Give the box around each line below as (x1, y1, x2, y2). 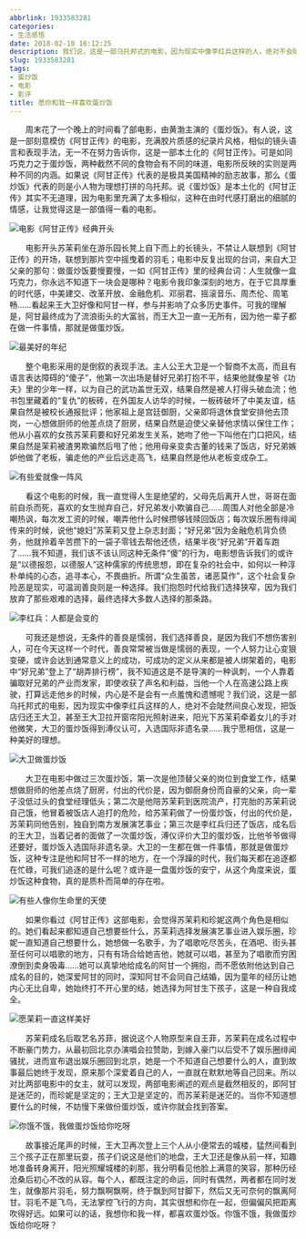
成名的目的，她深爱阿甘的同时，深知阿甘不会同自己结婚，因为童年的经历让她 (9, 971, 297, 982)
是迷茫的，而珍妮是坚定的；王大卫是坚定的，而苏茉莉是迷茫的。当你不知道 (9, 1090, 289, 1101)
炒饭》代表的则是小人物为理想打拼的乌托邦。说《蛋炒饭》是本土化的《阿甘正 (9, 181, 297, 192)
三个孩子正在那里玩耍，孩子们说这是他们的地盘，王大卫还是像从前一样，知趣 (9, 1152, 297, 1162)
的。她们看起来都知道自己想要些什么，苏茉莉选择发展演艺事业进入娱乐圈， (9, 926, 289, 937)
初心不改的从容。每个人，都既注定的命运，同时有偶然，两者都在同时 (33, 1174, 289, 1185)
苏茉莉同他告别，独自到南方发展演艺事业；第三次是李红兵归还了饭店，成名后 (9, 819, 297, 830)
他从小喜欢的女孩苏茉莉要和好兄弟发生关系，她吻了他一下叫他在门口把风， (9, 429, 289, 440)
